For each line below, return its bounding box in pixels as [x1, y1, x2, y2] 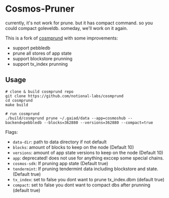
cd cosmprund [5, 98, 33, 103]
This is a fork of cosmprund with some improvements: [5, 35, 118, 41]
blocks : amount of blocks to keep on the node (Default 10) [12, 144, 134, 150]
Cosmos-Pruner [5, 3, 75, 15]
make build [5, 102, 28, 107]
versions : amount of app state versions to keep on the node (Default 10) [12, 149, 163, 155]
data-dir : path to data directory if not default [12, 139, 107, 145]
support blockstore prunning [12, 55, 73, 61]
